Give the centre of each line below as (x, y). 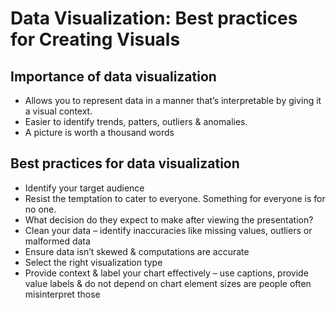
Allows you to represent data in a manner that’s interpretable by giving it (173, 100)
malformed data (57, 241)
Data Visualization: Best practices (154, 18)
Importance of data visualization (113, 76)
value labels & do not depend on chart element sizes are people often (168, 283)
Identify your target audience (84, 188)
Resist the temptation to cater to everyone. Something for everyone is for (175, 198)
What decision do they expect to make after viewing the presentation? (169, 219)
